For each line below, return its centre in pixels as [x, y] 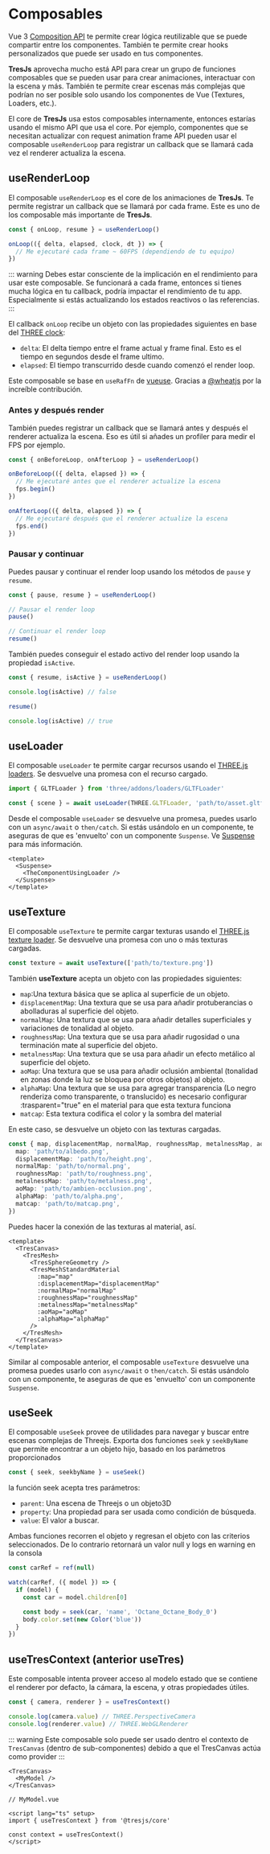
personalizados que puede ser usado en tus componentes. [106, 53]
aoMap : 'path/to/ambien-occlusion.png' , [84, 1189]
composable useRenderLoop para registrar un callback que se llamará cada [131, 144]
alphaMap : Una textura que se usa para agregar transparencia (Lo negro [138, 1087]
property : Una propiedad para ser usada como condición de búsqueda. [138, 1512]
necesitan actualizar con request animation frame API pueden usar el [123, 136]
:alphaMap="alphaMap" [74, 1319]
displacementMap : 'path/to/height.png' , [84, 1159]
